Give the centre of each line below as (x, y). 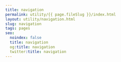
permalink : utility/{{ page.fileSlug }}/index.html (60, 14)
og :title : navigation (33, 47)
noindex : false (26, 38)
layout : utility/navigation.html (40, 19)
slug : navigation (23, 24)
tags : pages (18, 28)
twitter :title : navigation (38, 51)
